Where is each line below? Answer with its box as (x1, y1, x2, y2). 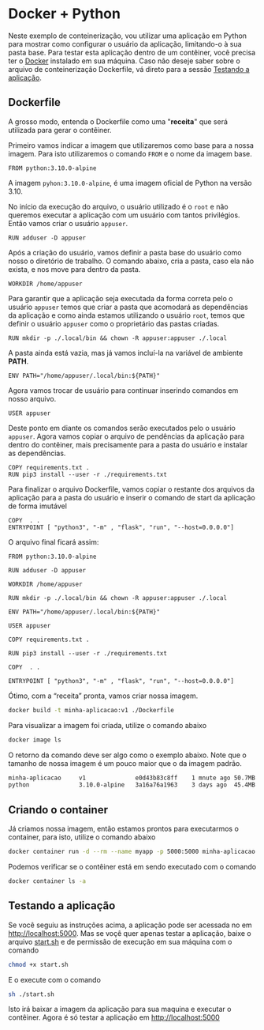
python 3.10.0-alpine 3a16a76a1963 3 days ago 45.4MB (8, 781, 256, 789)
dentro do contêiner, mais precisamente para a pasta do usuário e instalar (8, 440, 248, 449)
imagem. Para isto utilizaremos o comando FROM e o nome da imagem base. (8, 149, 252, 158)
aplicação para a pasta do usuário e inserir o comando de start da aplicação (8, 492, 256, 502)
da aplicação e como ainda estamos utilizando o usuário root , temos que (8, 310, 246, 320)
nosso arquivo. (8, 394, 57, 403)
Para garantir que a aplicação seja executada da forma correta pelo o (8, 293, 233, 303)
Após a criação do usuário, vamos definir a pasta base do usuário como (8, 247, 242, 257)
